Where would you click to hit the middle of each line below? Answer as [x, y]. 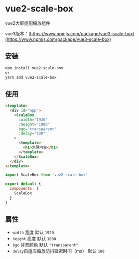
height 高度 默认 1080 [34, 238]
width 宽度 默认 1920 [33, 232]
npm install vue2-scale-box [34, 68]
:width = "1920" [33, 120]
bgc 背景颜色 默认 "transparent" [45, 245]
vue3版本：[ [18, 33]
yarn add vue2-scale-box [31, 77]
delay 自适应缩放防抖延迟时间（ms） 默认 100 [58, 251]
